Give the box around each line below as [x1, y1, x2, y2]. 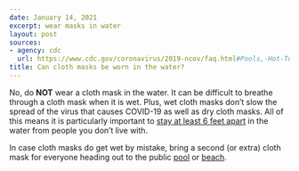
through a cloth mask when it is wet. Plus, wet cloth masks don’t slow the [9, 96, 278, 107]
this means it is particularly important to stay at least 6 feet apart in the [9, 115, 269, 126]
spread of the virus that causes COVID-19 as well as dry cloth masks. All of [9, 106, 284, 117]
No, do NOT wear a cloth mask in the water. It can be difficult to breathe [9, 86, 273, 98]
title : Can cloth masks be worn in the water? [9, 63, 185, 72]
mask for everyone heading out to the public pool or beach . [9, 151, 227, 162]
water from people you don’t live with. [9, 125, 149, 135]
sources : [9, 37, 42, 47]
